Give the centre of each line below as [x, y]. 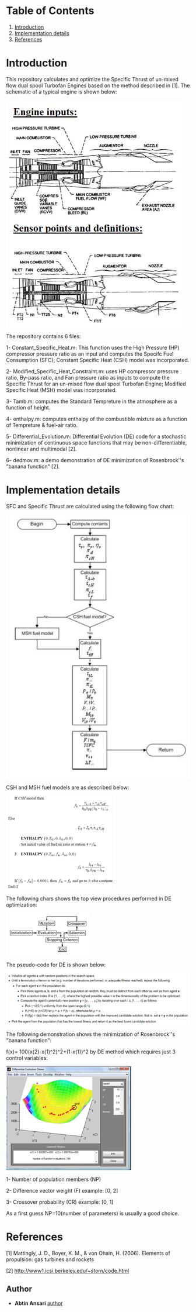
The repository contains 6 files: [43, 336]
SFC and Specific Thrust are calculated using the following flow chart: [90, 506]
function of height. [28, 407]
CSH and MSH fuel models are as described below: [68, 787]
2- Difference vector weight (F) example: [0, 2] [62, 1190]
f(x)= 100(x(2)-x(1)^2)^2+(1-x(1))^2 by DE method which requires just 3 [91, 1052]
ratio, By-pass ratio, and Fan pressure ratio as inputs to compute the [88, 377]
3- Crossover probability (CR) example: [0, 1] [60, 1202]
